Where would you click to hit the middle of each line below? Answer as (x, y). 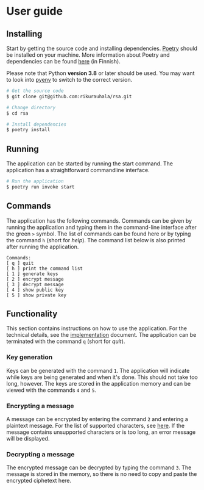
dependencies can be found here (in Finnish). (63, 61)
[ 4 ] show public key (35, 290)
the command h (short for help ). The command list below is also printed (96, 240)
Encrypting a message (40, 406)
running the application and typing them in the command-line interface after (101, 227)
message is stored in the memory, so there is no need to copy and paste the (102, 474)
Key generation (30, 357)
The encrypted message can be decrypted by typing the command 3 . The (99, 467)
